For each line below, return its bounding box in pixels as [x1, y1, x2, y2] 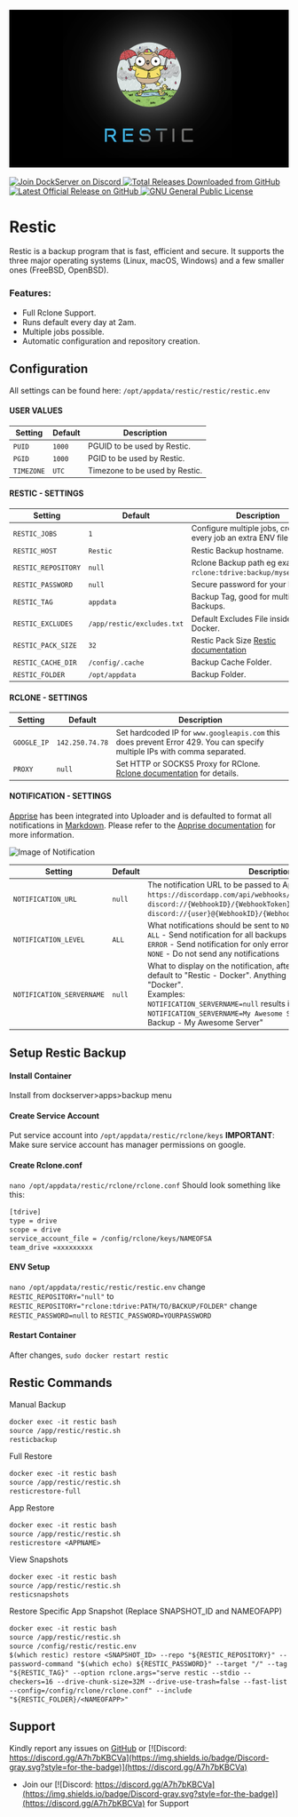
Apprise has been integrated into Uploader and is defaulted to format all [9, 810, 272, 821]
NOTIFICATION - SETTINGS [9, 791, 113, 801]
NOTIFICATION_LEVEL [12, 936, 85, 944]
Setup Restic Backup [9, 1046, 127, 1060]
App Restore [9, 1502, 55, 1513]
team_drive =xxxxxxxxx [9, 1243, 93, 1252]
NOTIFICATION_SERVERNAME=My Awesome [147, 1009, 283, 1018]
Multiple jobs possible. [21, 326, 105, 337]
